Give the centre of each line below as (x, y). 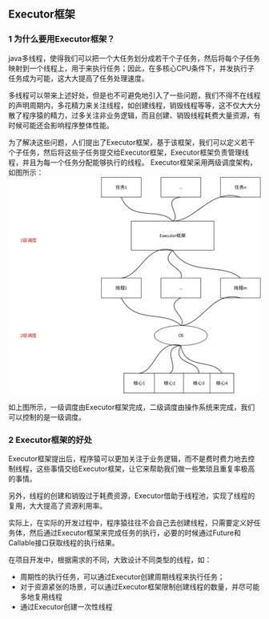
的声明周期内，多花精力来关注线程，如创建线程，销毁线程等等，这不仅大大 (131, 105)
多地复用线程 (41, 597)
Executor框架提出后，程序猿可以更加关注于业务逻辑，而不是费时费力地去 (128, 459)
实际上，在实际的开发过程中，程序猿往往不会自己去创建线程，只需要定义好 (131, 523)
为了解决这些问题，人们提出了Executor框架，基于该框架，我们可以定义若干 (132, 142)
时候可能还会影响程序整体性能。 (61, 125)
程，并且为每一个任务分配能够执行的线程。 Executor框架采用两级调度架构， (133, 162)
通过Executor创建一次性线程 (66, 607)
